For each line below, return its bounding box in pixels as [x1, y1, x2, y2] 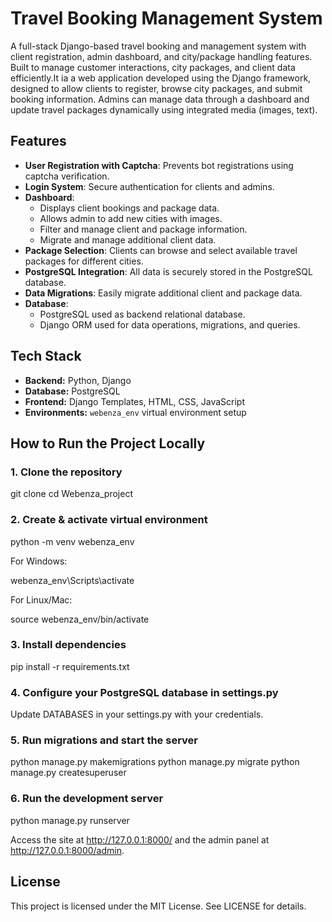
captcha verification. [24, 170, 110, 182]
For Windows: [10, 555, 68, 567]
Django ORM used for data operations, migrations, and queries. [39, 318, 301, 331]
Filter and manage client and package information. [39, 223, 248, 235]
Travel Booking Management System [10, 7, 323, 30]
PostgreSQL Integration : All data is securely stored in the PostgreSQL [24, 265, 313, 277]
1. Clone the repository [10, 465, 123, 479]
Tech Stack [10, 348, 82, 365]
